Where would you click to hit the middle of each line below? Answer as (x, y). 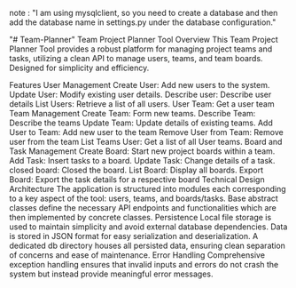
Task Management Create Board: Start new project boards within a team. (142, 151)
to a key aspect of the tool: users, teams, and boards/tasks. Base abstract (144, 198)
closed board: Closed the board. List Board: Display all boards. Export (136, 170)
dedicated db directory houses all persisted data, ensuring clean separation (148, 245)
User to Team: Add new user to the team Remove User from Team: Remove (146, 132)
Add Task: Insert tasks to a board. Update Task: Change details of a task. (142, 160)
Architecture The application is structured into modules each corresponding (148, 189)
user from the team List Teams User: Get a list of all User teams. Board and (146, 142)
